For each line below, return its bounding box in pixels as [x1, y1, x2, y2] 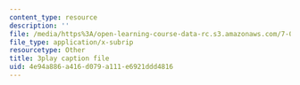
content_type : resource [9, 12, 98, 22]
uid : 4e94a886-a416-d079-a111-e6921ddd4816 [9, 63, 174, 72]
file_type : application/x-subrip [9, 37, 134, 47]
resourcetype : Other [9, 46, 87, 55]
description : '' [9, 21, 70, 30]
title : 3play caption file [9, 54, 110, 63]
